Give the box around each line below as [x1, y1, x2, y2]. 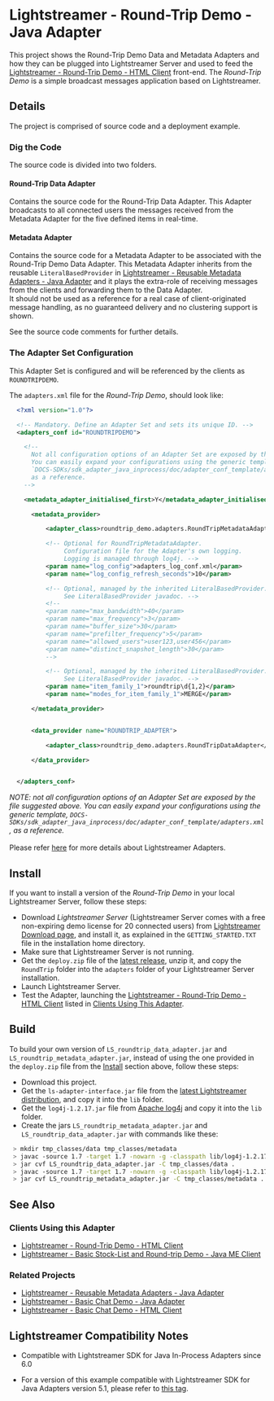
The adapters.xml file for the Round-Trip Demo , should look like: [9, 390, 224, 400]
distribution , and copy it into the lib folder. [20, 1094, 164, 1104]
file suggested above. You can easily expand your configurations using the [9, 801, 261, 811]
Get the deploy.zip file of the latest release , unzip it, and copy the [20, 956, 242, 965]
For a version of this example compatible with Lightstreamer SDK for [20, 1375, 250, 1385]
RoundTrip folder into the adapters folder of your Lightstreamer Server [20, 965, 254, 974]
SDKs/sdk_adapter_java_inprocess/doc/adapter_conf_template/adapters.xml [9, 818, 265, 827]
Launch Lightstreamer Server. [20, 982, 121, 992]
